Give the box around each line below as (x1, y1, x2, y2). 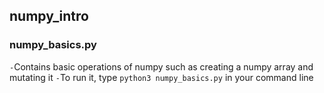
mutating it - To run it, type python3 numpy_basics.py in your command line (9, 71, 314, 83)
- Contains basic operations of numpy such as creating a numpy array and (9, 60, 314, 73)
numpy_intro (9, 8, 89, 25)
